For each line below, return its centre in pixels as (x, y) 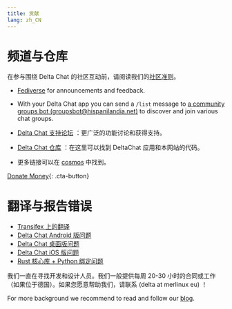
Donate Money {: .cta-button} (48, 176)
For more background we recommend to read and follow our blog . (101, 299)
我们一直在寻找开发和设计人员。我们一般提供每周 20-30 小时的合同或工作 (112, 276)
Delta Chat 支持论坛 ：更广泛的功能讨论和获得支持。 (91, 133)
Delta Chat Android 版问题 (54, 235)
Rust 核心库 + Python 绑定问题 (60, 261)
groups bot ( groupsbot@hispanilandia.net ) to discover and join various (118, 111)
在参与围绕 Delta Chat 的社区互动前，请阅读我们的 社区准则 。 (94, 77)
